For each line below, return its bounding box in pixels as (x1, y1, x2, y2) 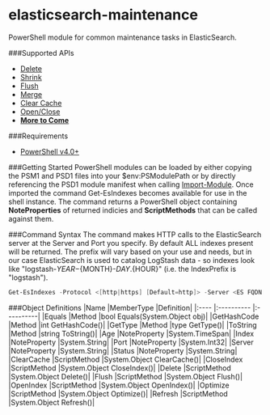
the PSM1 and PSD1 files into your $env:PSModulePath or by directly (8, 171, 236, 180)
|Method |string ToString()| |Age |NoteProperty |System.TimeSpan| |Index (8, 328, 255, 338)
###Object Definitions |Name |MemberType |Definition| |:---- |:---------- (8, 303, 251, 312)
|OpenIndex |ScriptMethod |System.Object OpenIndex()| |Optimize (8, 380, 230, 390)
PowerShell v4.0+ (19, 146, 79, 156)
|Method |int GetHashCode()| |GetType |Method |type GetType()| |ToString (8, 320, 257, 329)
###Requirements (8, 131, 69, 141)
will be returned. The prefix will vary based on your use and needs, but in (8, 247, 252, 256)
